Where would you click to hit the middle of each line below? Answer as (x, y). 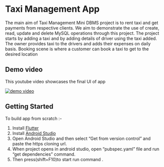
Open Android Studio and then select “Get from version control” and (82, 138)
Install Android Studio (34, 133)
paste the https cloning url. (40, 143)
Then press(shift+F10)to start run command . (58, 159)
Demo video (24, 70)
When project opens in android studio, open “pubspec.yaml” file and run (86, 149)
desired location (21, 54)
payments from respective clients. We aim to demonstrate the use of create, (82, 28)
